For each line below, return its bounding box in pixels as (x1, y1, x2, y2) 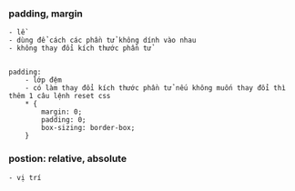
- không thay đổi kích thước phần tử (8, 44, 152, 53)
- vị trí (8, 173, 42, 182)
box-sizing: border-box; (41, 124, 136, 133)
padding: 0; (41, 116, 87, 125)
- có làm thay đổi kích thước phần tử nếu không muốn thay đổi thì (25, 84, 286, 93)
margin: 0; (41, 107, 83, 116)
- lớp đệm (25, 75, 63, 85)
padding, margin (8, 7, 84, 20)
